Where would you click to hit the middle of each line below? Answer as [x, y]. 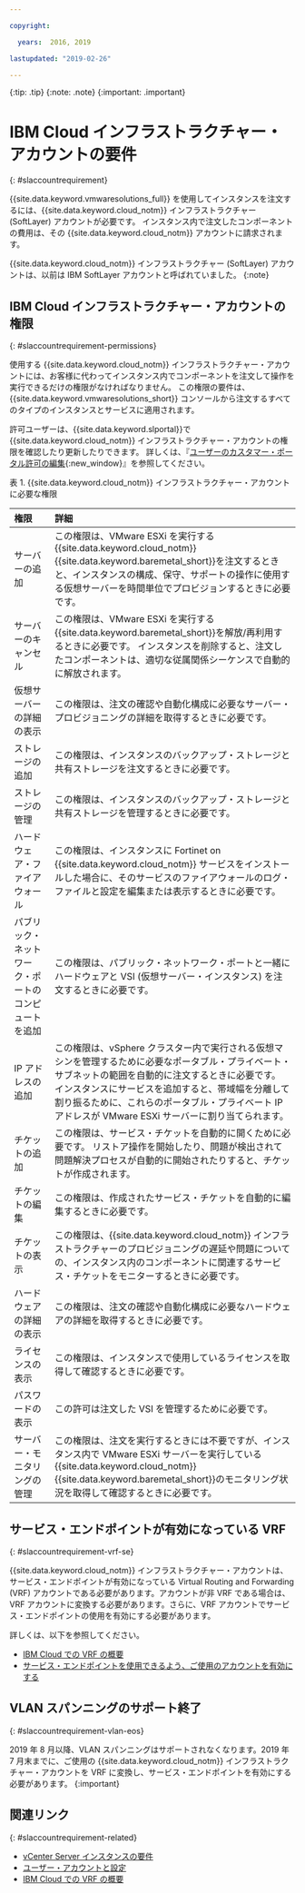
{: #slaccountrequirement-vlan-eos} [77, 1730]
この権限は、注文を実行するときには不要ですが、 [159, 1441]
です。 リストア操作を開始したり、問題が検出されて [173, 1147]
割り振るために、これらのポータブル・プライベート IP [168, 1102]
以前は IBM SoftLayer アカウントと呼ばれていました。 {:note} [155, 275]
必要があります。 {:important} [64, 1783]
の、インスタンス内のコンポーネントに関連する [154, 1263]
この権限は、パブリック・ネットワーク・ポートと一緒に [172, 963]
